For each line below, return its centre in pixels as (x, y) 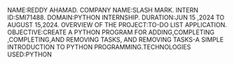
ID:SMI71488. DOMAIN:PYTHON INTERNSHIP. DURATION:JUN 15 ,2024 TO (116, 17)
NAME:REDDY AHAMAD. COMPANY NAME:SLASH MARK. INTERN (103, 10)
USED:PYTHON (30, 54)
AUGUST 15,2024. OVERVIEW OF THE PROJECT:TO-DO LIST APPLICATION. (117, 25)
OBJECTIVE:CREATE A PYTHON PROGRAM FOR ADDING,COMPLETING (111, 32)
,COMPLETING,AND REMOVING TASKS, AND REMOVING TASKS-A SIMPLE (116, 40)
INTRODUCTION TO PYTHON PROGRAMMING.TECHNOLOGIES (99, 47)
